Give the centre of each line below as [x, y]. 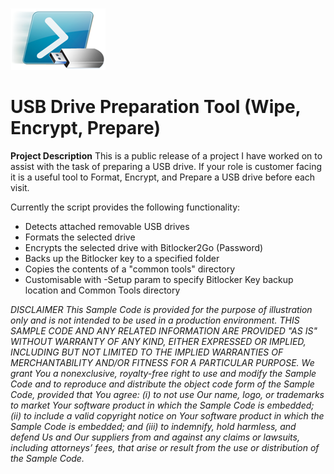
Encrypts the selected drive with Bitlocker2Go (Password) [144, 247]
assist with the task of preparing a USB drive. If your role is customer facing [166, 166]
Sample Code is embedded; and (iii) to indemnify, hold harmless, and [153, 426]
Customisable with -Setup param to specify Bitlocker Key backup [159, 279]
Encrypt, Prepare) [85, 128]
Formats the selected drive [80, 237]
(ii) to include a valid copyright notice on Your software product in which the [167, 415]
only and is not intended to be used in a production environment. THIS [155, 320]
